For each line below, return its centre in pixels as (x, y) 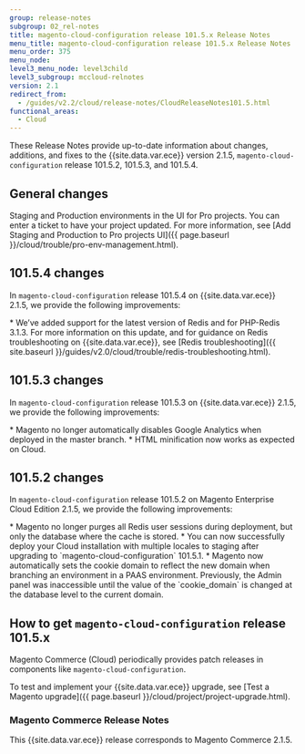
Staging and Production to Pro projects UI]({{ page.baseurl (120, 234)
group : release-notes (51, 18)
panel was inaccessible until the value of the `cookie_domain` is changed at (151, 585)
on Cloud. (28, 449)
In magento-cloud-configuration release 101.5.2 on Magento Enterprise (142, 500)
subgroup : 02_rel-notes (55, 26)
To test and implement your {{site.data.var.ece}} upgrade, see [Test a (140, 687)
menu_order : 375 (40, 52)
